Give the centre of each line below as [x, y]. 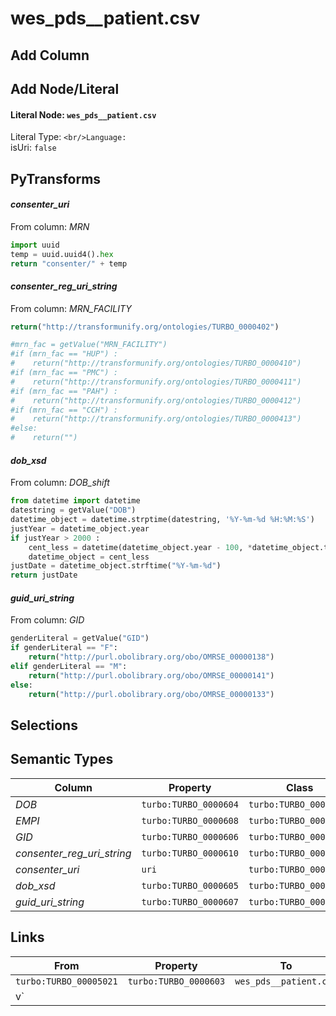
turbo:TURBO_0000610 [190, 853]
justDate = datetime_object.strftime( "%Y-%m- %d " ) [116, 566]
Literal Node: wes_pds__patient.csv [83, 114]
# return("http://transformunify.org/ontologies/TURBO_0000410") [156, 363]
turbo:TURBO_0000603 [176, 981]
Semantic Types [62, 759]
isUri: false [33, 148]
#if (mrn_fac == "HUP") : [64, 354]
